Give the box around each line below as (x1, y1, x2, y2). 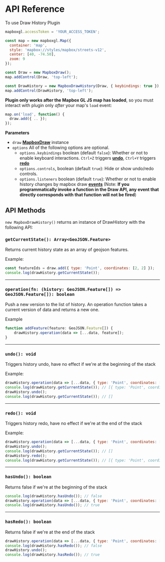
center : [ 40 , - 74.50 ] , (9, 52, 56, 57)
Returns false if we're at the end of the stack (5, 529, 95, 535)
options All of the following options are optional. (12, 144, 110, 151)
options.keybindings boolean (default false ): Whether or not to (19, 150, 148, 156)
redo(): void (5, 410, 36, 416)
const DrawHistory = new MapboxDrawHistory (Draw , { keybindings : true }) (5, 83, 160, 88)
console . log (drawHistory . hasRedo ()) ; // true (5, 552, 100, 558)
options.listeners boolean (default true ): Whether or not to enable (19, 176, 156, 182)
